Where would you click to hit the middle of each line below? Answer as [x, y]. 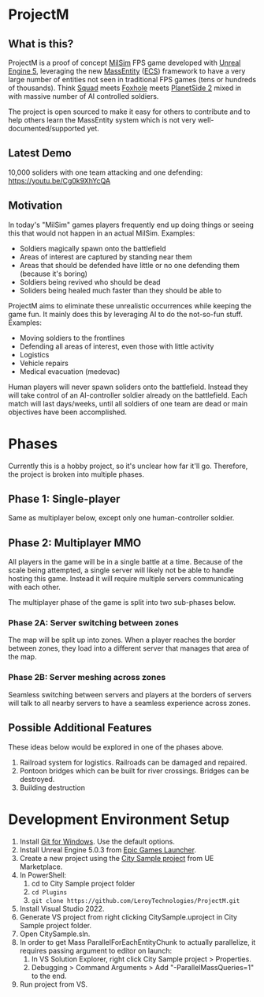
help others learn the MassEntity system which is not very [102, 120]
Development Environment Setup [119, 819]
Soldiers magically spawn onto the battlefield [93, 248]
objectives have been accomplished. [68, 412]
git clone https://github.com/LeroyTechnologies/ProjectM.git [136, 901]
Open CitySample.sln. [55, 934]
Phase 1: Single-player [64, 498]
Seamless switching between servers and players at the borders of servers [130, 694]
